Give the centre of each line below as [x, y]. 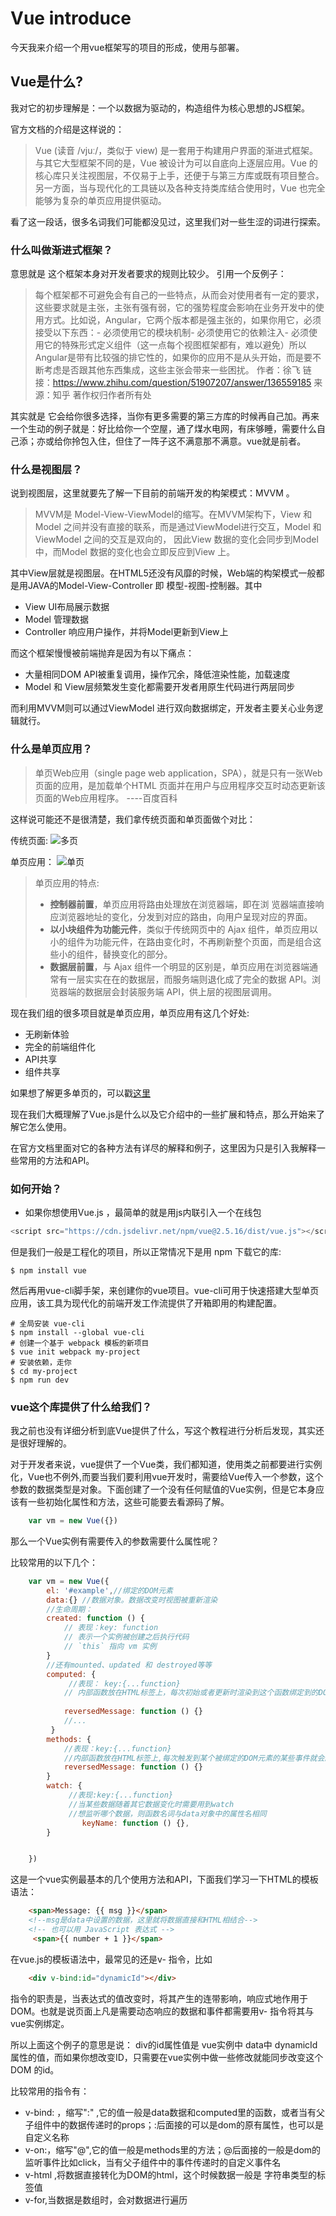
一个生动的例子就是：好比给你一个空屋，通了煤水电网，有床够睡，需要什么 [163, 429]
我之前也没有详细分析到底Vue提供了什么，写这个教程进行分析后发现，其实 [163, 1431]
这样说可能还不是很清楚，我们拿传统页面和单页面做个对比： [133, 819]
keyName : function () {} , [135, 1823]
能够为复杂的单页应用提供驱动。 [100, 200]
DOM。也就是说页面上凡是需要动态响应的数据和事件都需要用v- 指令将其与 [162, 2011]
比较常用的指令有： [50, 2091]
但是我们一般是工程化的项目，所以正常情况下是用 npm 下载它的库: [146, 1251]
